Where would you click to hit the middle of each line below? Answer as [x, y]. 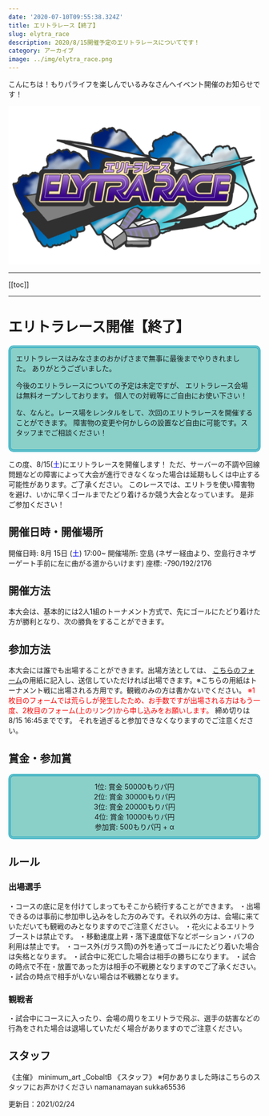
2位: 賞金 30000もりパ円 [134, 797]
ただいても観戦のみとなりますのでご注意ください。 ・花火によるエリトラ [134, 926]
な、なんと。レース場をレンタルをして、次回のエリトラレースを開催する [134, 412]
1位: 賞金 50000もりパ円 [134, 787]
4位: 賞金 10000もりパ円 [134, 817]
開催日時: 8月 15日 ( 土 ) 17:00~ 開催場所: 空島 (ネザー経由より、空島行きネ [129, 553]
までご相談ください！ [72, 432]
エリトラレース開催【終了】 [99, 327]
